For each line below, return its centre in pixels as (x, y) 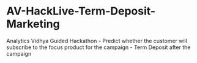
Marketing (33, 24)
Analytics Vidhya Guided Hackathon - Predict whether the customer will (97, 41)
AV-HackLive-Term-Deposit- (81, 11)
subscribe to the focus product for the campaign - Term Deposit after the (98, 47)
